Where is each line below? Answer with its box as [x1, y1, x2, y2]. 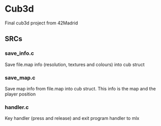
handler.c [5, 104, 29, 111]
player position [5, 91, 36, 97]
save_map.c [5, 74, 36, 81]
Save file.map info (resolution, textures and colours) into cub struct [5, 61, 145, 68]
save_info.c [5, 50, 34, 57]
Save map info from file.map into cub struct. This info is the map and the [5, 85, 156, 91]
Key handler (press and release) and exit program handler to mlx [5, 115, 140, 121]
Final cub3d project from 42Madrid [5, 20, 78, 26]
